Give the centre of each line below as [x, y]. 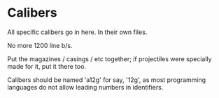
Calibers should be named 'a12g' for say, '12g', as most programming [107, 80]
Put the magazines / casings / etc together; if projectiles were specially [109, 59]
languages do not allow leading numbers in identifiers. [85, 87]
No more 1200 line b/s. [40, 45]
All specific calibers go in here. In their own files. [77, 32]
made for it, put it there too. [47, 66]
